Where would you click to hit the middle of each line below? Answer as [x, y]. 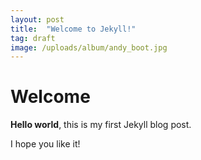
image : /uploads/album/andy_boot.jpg [89, 47]
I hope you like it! [45, 144]
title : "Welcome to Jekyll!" [73, 29]
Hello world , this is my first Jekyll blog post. [101, 125]
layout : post [37, 19]
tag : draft [33, 38]
